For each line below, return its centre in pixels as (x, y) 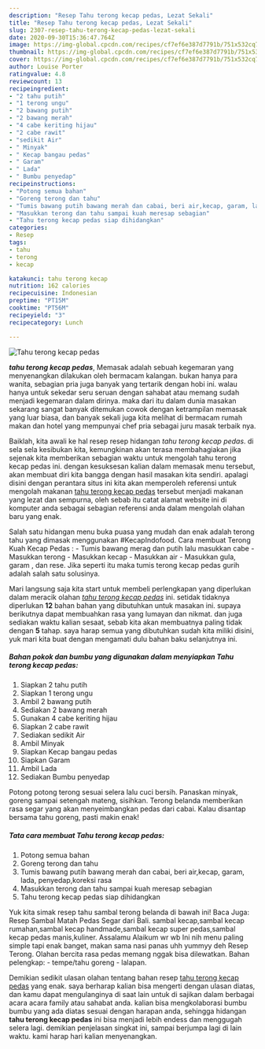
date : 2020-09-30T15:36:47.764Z (62, 37)
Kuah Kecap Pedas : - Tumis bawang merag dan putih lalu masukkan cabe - (132, 548)
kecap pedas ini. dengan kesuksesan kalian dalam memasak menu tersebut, (132, 466)
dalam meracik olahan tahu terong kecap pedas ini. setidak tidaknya (120, 597)
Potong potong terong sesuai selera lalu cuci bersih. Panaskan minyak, (123, 792)
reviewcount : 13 (35, 81)
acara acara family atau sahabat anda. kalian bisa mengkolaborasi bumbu (128, 1003)
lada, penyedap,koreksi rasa (66, 880)
